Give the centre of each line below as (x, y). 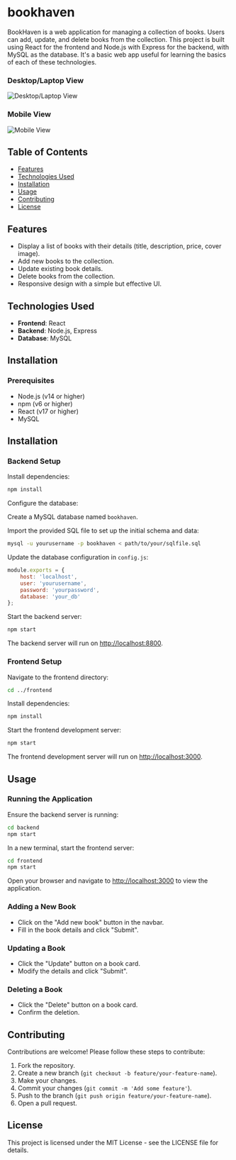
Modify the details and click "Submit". (73, 971)
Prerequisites (31, 381)
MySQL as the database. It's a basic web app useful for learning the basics (117, 55)
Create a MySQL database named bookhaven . (73, 517)
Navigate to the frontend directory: (58, 677)
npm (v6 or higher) (45, 403)
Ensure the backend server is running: (63, 814)
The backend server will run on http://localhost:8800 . (85, 643)
